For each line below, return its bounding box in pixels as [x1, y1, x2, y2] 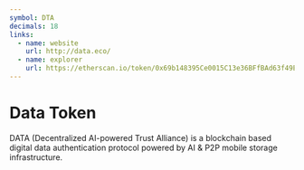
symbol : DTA [9, 13, 54, 23]
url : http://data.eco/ [25, 47, 111, 56]
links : [9, 30, 34, 39]
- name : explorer [17, 55, 83, 64]
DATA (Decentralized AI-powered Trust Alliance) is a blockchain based [9, 132, 272, 143]
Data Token [9, 103, 97, 123]
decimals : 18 [9, 22, 59, 31]
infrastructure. [9, 151, 63, 163]
